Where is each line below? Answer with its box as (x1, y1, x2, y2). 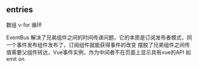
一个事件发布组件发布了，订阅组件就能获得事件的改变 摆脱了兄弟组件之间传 (6, 41, 190, 48)
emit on (6, 55, 25, 62)
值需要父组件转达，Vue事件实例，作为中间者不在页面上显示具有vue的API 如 (6, 49, 191, 56)
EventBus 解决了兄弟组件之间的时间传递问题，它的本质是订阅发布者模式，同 (6, 34, 192, 41)
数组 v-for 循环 (6, 21, 43, 28)
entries (6, 5, 33, 15)
